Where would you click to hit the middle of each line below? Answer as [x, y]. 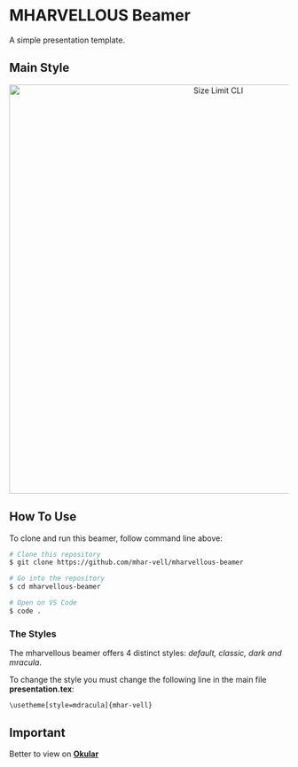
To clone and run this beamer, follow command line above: [116, 538]
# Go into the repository [57, 579]
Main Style [39, 68]
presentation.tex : [42, 689]
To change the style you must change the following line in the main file [138, 680]
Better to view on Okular [54, 754]
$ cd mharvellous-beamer [55, 587]
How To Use [43, 517]
